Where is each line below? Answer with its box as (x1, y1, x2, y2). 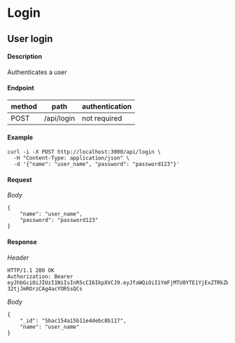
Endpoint (7, 84, 35, 92)
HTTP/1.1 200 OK (7, 267, 55, 274)
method (10, 101, 37, 111)
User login (7, 33, 53, 45)
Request (7, 175, 33, 183)
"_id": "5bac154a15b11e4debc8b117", (20, 317, 127, 324)
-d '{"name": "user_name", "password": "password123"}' (13, 161, 180, 168)
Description (7, 52, 43, 61)
